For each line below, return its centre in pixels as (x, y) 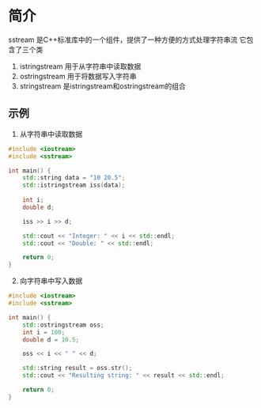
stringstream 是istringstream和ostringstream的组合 (102, 86)
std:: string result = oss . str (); (78, 368)
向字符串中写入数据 (51, 281)
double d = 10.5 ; (51, 340)
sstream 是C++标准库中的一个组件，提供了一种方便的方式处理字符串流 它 (127, 40)
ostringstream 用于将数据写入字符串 (78, 76)
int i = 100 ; (44, 332)
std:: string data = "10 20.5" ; (74, 178)
